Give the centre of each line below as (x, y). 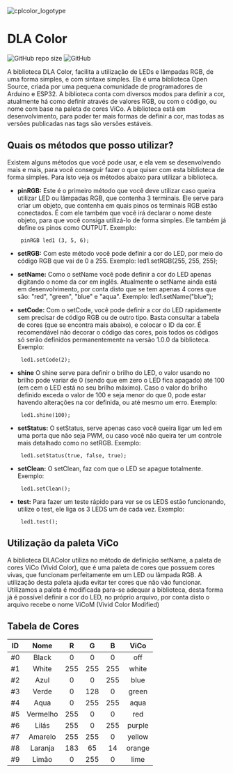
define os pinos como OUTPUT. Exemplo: (77, 227)
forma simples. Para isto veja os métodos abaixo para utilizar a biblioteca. (112, 177)
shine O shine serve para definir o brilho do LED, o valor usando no (114, 372)
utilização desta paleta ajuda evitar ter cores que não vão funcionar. (105, 582)
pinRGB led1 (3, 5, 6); (55, 240)
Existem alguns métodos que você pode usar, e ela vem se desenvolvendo (114, 162)
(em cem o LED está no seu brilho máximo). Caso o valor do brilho (112, 388)
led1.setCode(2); (46, 360)
